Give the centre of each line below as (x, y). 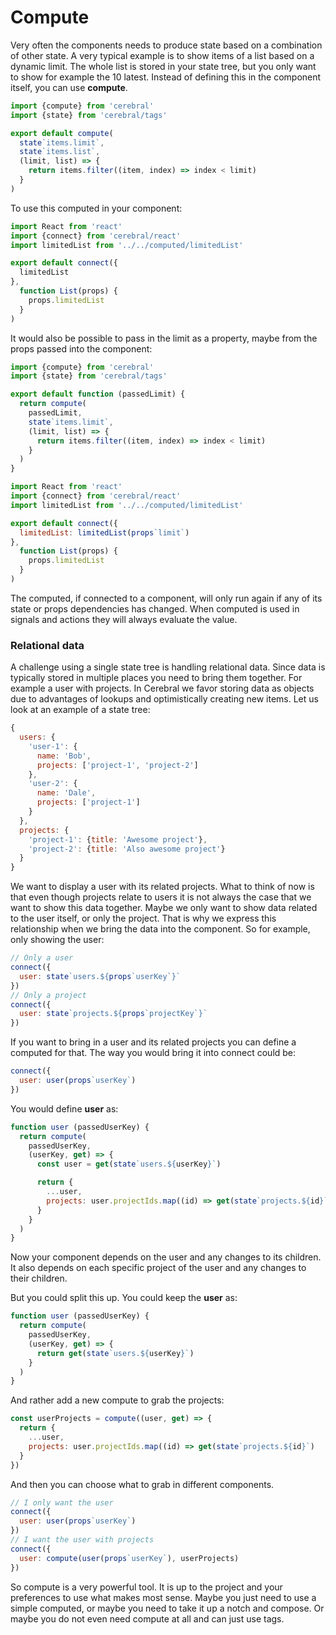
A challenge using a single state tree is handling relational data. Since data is (168, 667)
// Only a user (42, 958)
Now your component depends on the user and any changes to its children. (166, 1257)
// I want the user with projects (82, 1540)
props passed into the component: (81, 348)
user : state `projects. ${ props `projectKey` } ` (113, 1014)
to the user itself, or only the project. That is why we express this (143, 918)
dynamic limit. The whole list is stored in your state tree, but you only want (163, 66)
